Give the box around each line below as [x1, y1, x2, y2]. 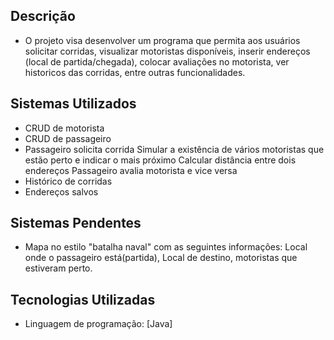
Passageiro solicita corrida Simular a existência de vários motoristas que [24, 143, 325, 155]
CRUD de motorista [24, 122, 105, 134]
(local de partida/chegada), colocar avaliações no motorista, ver [24, 55, 290, 68]
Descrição [10, 8, 76, 25]
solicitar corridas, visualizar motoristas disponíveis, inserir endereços [24, 45, 311, 57]
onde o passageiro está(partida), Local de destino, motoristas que [24, 252, 298, 264]
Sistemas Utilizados [10, 95, 137, 113]
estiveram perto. [24, 262, 93, 274]
